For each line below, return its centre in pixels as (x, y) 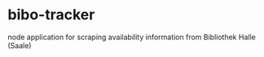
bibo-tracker (51, 15)
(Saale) (20, 45)
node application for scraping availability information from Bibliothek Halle (132, 37)
